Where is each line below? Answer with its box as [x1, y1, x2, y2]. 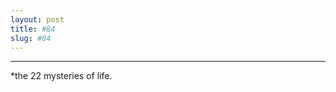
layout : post [10, 14, 65, 25]
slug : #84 [10, 33, 52, 43]
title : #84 [10, 24, 56, 34]
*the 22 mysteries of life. [10, 70, 113, 82]
